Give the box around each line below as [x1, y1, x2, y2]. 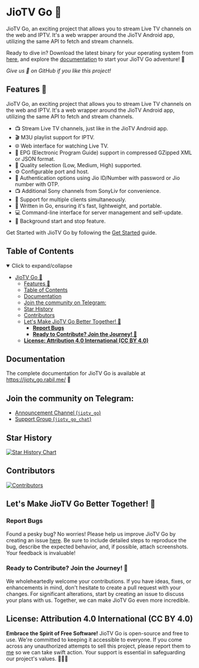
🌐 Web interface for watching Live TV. [14, 142, 109, 149]
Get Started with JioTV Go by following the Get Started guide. [6, 229, 157, 236]
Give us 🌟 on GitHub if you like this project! [6, 67, 111, 74]
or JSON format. [14, 155, 55, 163]
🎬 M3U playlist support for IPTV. [14, 133, 95, 141]
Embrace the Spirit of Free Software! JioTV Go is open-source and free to [6, 629, 189, 636]
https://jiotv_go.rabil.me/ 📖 [6, 376, 71, 383]
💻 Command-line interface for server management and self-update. [14, 208, 183, 216]
